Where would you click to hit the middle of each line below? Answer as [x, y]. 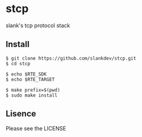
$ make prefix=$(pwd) [33, 90]
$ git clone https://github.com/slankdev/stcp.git [71, 58]
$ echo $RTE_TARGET [30, 79]
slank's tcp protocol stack [38, 25]
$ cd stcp [18, 63]
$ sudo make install [32, 95]
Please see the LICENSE [36, 128]
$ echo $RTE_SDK [26, 74]
